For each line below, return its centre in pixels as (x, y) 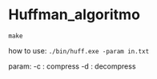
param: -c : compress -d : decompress (72, 66)
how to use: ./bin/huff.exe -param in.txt (79, 50)
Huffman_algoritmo (74, 15)
